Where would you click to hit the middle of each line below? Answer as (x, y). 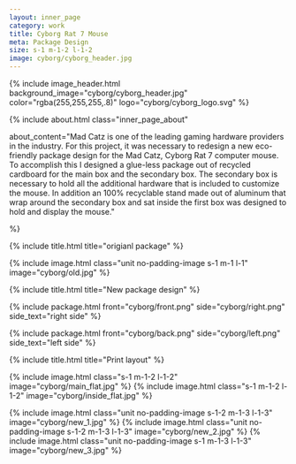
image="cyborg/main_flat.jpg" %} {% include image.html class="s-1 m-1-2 (144, 386)
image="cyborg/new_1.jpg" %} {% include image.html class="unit (128, 422)
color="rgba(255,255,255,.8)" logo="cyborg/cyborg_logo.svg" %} (129, 102)
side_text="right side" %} (55, 316)
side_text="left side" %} (53, 342)
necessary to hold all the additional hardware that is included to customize (144, 183)
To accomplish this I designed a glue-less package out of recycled (130, 165)
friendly (23, 155)
